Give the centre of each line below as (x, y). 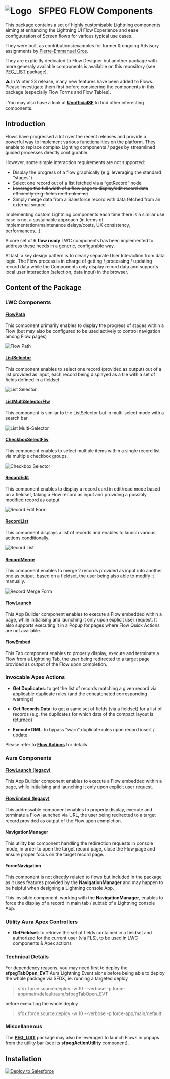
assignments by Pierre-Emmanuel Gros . (47, 51)
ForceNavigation (23, 866)
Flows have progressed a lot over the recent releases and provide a (76, 136)
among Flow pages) (26, 336)
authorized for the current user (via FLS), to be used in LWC (75, 938)
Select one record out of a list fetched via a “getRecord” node (77, 183)
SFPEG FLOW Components (95, 11)
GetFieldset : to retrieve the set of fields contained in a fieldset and (82, 933)
